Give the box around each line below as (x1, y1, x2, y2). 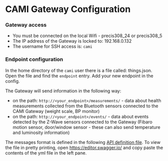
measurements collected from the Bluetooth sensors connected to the (12, 103, 159, 109)
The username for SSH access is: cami (12, 44, 92, 50)
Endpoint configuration (5, 56, 64, 63)
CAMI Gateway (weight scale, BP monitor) (12, 108, 100, 114)
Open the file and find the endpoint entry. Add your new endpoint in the (5, 73, 154, 79)
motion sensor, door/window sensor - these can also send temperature (12, 124, 160, 130)
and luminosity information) (12, 129, 70, 135)
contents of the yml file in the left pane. (5, 149, 87, 156)
